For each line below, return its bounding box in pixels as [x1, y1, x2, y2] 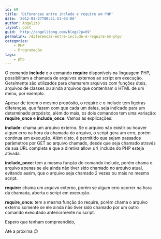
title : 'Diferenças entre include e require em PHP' [5, 12, 114, 16]
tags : [5, 52, 16, 57]
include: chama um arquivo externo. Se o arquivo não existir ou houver [5, 125, 147, 131]
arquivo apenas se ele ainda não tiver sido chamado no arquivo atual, [5, 165, 144, 171]
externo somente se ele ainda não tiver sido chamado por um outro [5, 205, 139, 210]
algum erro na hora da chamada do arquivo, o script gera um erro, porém [5, 130, 151, 136]
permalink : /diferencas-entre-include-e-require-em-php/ [5, 34, 122, 39]
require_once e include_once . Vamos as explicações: [5, 115, 113, 121]
